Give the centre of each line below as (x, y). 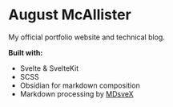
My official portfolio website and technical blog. (87, 37)
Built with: (26, 52)
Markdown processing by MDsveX (76, 93)
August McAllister (70, 15)
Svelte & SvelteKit (49, 68)
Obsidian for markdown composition (80, 85)
